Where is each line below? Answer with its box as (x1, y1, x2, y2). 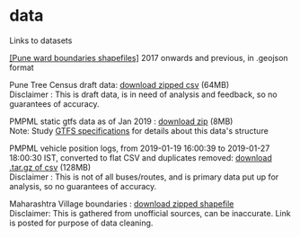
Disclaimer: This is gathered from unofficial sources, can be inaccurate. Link (9, 207, 291, 218)
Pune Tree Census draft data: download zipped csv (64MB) (9, 79, 230, 90)
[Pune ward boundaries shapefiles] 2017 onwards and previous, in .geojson (9, 52, 289, 63)
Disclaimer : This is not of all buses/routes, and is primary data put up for (9, 171, 279, 182)
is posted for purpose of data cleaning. (9, 217, 154, 228)
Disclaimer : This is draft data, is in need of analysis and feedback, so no (9, 89, 278, 100)
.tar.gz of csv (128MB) (9, 162, 92, 172)
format (9, 62, 34, 73)
